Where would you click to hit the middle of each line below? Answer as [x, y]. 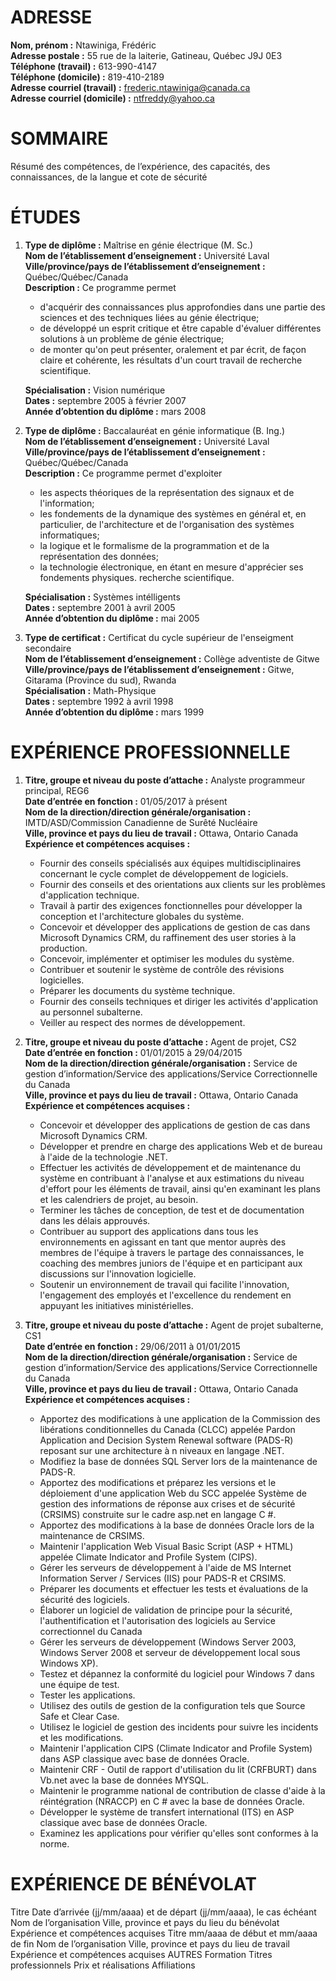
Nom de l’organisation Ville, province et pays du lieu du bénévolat [145, 1922]
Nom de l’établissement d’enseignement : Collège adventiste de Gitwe [172, 658]
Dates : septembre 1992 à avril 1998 [99, 701]
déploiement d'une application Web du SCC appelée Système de [173, 1493]
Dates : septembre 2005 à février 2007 [105, 400]
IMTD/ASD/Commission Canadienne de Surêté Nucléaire [141, 822]
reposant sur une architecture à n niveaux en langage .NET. [162, 1450]
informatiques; [69, 535]
